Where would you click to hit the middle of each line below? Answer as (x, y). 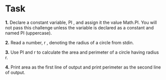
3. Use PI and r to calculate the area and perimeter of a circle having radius (82, 52)
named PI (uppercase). (29, 33)
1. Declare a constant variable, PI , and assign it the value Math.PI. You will (81, 22)
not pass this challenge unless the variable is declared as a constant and (80, 27)
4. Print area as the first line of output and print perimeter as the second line (83, 67)
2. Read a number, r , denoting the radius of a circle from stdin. (70, 42)
